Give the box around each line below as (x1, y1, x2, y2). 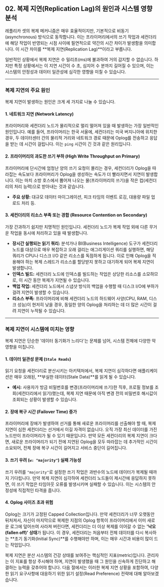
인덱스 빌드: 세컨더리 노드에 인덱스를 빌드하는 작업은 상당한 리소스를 (12, 271, 142, 277)
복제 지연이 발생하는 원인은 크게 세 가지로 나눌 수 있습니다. (5, 99, 116, 105)
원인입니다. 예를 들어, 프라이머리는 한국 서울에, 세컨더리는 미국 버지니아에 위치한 (5, 129, 158, 135)
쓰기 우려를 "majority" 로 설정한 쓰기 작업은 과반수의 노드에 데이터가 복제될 (5, 469, 148, 475)
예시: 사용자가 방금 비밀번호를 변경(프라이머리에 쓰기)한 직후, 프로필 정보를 (12, 384, 154, 390)
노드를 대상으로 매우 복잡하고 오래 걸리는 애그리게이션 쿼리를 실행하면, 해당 (12, 246, 155, 252)
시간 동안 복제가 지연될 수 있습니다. (23, 277, 90, 283)
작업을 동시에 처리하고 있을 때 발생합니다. (10, 230, 89, 236)
